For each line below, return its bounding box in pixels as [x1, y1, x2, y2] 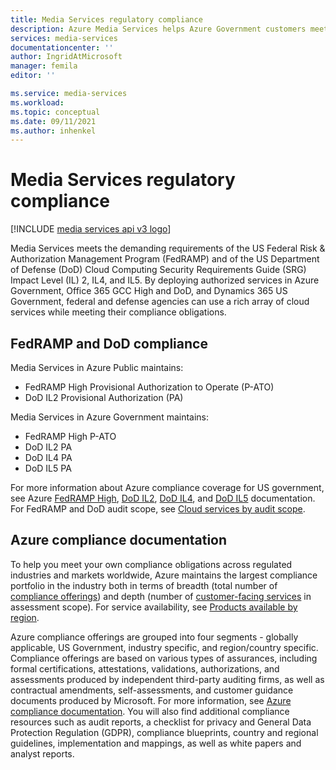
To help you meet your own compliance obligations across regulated [10, 558, 293, 570]
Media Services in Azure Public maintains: [10, 362, 184, 373]
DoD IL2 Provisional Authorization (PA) [24, 392, 184, 403]
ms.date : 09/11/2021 [10, 116, 97, 126]
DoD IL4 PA [24, 452, 73, 463]
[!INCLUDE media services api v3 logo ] [10, 223, 172, 235]
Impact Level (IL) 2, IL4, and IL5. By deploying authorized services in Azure [10, 274, 320, 286]
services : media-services [10, 33, 118, 43]
